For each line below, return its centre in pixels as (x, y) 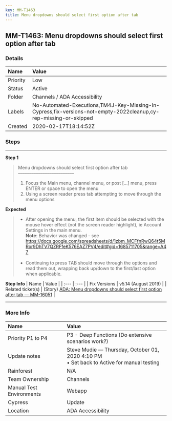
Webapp (77, 391)
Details (14, 58)
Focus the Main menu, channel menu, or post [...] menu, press (91, 183)
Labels (16, 112)
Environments (24, 394)
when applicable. (44, 274)
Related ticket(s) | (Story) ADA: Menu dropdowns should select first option (84, 289)
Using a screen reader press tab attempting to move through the (93, 194)
